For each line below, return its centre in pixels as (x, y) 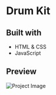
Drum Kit (28, 11)
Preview (22, 72)
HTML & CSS (30, 47)
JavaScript (28, 53)
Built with (24, 33)
